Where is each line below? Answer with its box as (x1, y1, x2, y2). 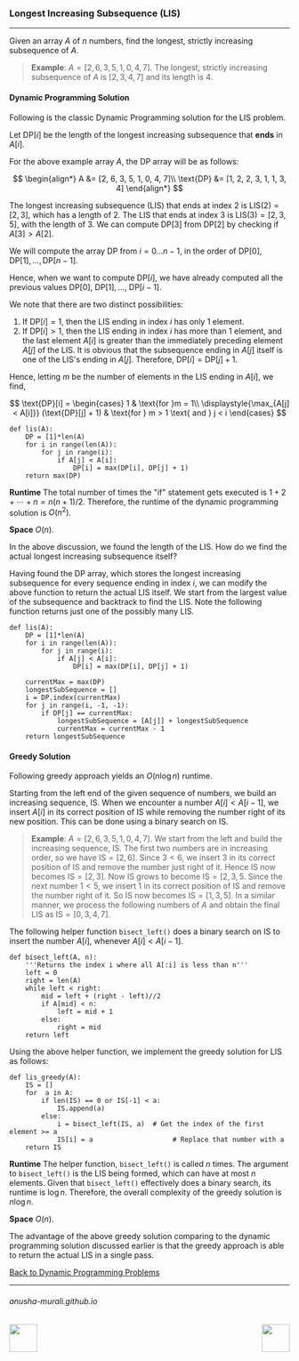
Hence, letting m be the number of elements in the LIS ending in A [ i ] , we (9, 371, 274, 382)
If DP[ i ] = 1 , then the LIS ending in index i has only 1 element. (21, 316, 245, 326)
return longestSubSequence (25, 732, 125, 741)
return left (25, 1031, 69, 1040)
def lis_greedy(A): (9, 1073, 82, 1083)
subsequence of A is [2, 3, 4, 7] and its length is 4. (30, 72, 214, 83)
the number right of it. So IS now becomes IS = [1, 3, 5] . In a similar (30, 890, 276, 901)
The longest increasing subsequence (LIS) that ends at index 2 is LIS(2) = (9, 199, 279, 211)
